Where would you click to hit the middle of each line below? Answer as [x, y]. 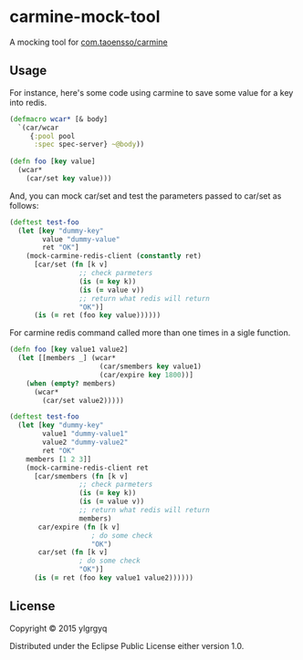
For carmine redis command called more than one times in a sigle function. [150, 333]
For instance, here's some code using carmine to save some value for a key [151, 92]
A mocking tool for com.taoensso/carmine [89, 42]
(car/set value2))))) [84, 400]
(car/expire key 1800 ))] [146, 375]
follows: [24, 205]
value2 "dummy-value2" [85, 442]
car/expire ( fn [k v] [79, 527]
